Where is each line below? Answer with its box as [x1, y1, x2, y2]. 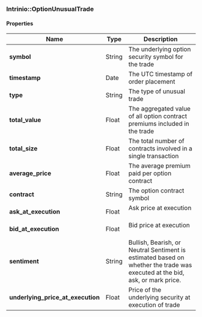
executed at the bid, [128, 268, 185, 277]
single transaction [128, 152, 179, 161]
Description [143, 35, 178, 43]
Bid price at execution [128, 221, 191, 230]
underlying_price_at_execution [9, 294, 100, 302]
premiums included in [128, 120, 189, 128]
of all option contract [128, 112, 188, 120]
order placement [128, 78, 176, 86]
